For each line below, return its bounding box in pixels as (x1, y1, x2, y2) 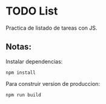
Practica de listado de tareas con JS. (5, 24, 98, 31)
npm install (5, 70, 36, 76)
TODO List (5, 4, 58, 18)
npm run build (5, 92, 42, 98)
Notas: (5, 42, 31, 52)
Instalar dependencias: (5, 57, 63, 65)
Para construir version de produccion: (5, 80, 101, 87)
